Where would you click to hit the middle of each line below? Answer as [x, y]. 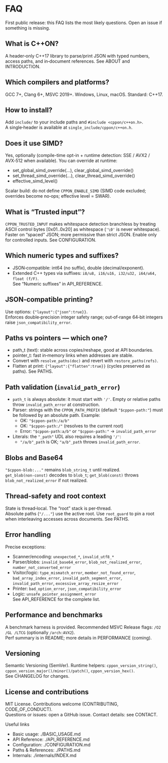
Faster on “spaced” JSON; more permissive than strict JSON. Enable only [81, 235]
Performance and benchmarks [54, 615]
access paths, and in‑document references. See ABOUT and [68, 61]
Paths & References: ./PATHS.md [46, 750]
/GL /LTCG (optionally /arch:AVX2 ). [40, 632]
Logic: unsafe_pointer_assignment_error [54, 594]
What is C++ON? [32, 44]
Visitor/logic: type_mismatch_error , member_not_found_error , [74, 572]
